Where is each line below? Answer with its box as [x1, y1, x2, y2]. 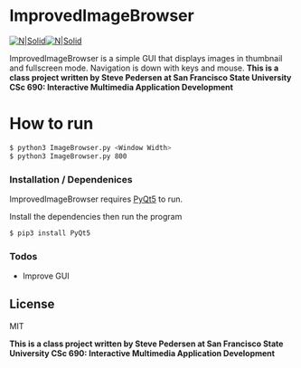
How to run [9, 114, 94, 134]
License [9, 297, 55, 312]
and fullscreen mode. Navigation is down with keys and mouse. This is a [9, 62, 279, 73]
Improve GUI [22, 270, 70, 281]
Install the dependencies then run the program [9, 211, 183, 222]
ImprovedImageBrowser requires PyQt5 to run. [9, 193, 183, 204]
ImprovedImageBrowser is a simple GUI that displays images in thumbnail [9, 52, 283, 63]
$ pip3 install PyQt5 [9, 228, 91, 238]
